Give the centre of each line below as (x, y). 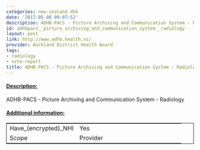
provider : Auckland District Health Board (60, 45)
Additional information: (36, 113)
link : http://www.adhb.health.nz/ (49, 39)
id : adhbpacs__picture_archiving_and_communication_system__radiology (96, 28)
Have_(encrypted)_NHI (42, 128)
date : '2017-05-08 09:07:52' (42, 17)
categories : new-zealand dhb (42, 12)
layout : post (22, 34)
